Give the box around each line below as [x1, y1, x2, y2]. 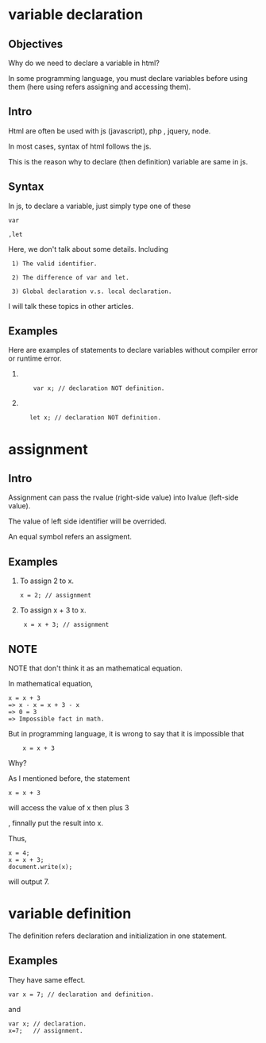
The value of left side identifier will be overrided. [8, 516, 167, 526]
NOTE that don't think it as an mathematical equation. [8, 663, 183, 673]
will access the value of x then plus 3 [8, 803, 129, 813]
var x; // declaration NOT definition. [33, 384, 165, 392]
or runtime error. [8, 353, 62, 363]
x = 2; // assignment [19, 592, 91, 600]
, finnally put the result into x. [8, 818, 104, 828]
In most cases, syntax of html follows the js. [8, 141, 152, 151]
